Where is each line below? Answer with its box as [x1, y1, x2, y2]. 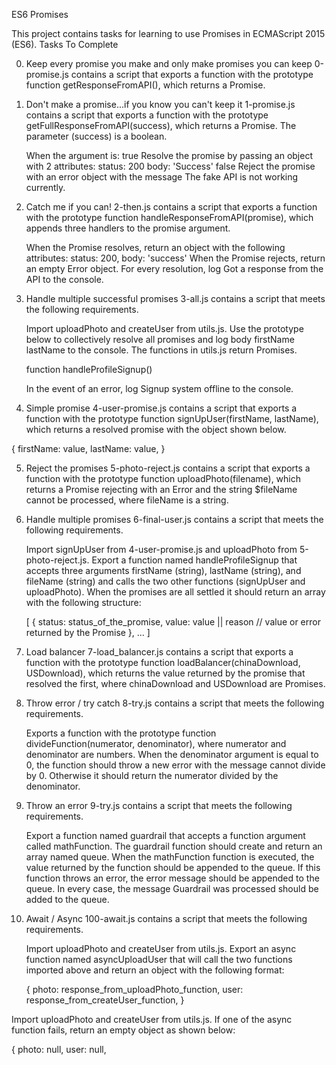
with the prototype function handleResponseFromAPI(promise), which [25, 212, 314, 223]
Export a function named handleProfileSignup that [91, 554, 298, 566]
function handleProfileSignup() [25, 364, 153, 375]
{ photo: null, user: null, [11, 1044, 107, 1055]
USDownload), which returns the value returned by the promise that [25, 667, 306, 679]
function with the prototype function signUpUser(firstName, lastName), [25, 413, 319, 424]
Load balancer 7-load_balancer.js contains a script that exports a [25, 646, 294, 658]
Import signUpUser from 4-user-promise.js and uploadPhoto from [25, 544, 298, 555]
